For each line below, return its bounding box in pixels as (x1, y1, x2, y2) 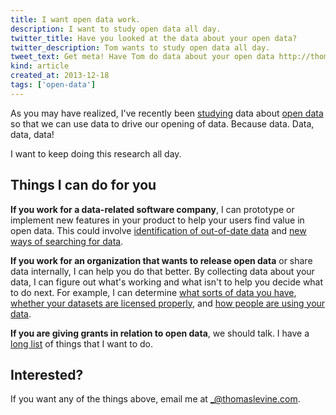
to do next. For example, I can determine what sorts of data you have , (10, 286, 297, 298)
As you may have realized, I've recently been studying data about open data (10, 107, 324, 119)
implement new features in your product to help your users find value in (10, 214, 305, 226)
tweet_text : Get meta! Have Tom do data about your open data (10, 52, 275, 62)
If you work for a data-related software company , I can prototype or (10, 203, 295, 215)
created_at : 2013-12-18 (10, 71, 110, 81)
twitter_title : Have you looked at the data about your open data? (10, 33, 298, 43)
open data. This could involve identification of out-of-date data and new (10, 224, 307, 236)
